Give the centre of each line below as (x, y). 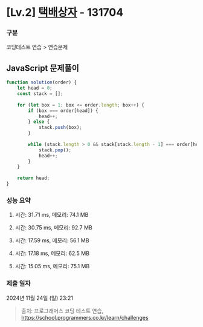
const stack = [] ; (40, 94)
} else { (39, 122)
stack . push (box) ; (60, 128)
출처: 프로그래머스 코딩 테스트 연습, (62, 311)
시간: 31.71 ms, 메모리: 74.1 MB (52, 215)
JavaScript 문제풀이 (43, 68)
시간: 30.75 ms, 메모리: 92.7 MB (53, 228)
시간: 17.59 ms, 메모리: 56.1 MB (52, 240)
